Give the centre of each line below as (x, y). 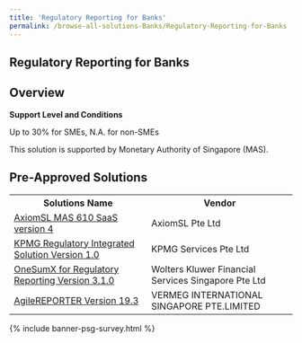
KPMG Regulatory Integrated (74, 243)
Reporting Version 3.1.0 (64, 280)
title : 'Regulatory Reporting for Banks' (88, 18)
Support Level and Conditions (66, 114)
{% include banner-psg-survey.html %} (82, 328)
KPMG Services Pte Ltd (200, 249)
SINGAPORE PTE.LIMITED (206, 306)
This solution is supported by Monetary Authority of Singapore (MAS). (139, 149)
